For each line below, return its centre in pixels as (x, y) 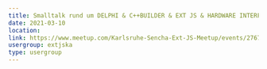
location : (25, 30)
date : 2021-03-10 (37, 23)
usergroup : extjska (41, 45)
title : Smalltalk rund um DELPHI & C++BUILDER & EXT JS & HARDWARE (122, 15)
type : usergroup (35, 52)
